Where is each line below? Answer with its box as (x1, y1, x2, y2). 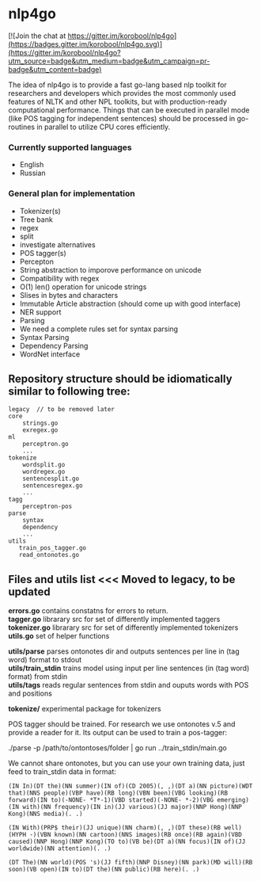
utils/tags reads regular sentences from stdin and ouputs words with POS (8, 681, 249, 690)
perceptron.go (22, 440, 69, 448)
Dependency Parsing (19, 341, 89, 350)
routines (8, 122, 36, 132)
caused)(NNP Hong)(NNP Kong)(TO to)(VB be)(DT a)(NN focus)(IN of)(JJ (8, 837, 246, 846)
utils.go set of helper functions (8, 631, 110, 641)
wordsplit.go (22, 461, 66, 469)
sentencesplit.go (22, 475, 80, 483)
